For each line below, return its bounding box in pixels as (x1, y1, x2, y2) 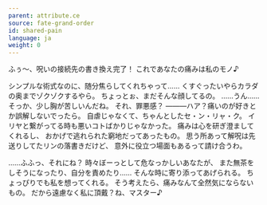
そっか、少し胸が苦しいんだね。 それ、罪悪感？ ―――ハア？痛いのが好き (8, 101, 249, 111)
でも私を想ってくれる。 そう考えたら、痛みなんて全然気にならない (35, 178, 254, 187)
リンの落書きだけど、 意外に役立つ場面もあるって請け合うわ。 (42, 141, 247, 151)
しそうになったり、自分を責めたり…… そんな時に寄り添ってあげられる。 (8, 168, 245, 178)
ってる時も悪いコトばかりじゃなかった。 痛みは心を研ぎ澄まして (42, 121, 255, 131)
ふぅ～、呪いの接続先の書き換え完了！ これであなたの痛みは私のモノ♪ (8, 65, 239, 74)
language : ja (8, 34, 52, 42)
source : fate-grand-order (8, 19, 94, 27)
